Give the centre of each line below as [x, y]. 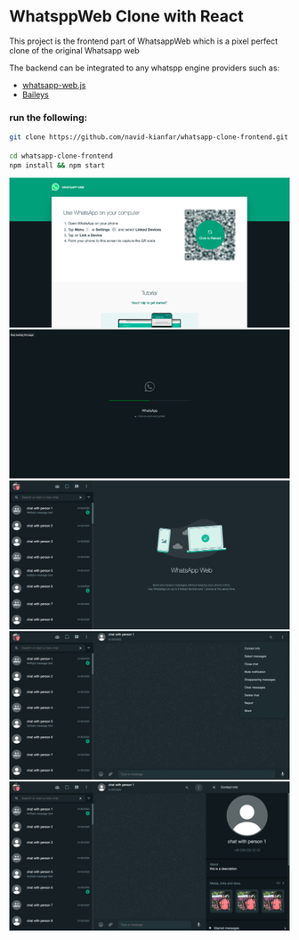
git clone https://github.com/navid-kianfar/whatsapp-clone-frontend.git [149, 137]
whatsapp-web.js [54, 85]
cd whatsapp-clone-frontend [61, 156]
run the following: [48, 118]
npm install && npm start [57, 165]
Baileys [35, 94]
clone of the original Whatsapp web [74, 50]
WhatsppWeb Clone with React [126, 16]
